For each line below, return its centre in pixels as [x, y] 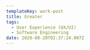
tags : [12, 22]
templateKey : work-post [35, 11]
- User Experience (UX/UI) [44, 27]
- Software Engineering [40, 33]
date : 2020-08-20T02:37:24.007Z [45, 38]
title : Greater [24, 17]
